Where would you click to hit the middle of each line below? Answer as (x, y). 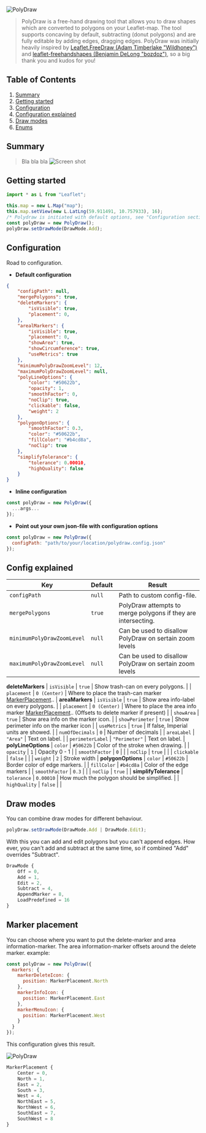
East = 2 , (30, 1084)
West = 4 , (30, 1096)
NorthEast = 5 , (37, 1102)
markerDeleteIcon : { (44, 975)
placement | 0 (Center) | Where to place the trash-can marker (84, 693)
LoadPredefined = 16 (44, 900)
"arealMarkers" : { (41, 325)
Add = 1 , (29, 877)
